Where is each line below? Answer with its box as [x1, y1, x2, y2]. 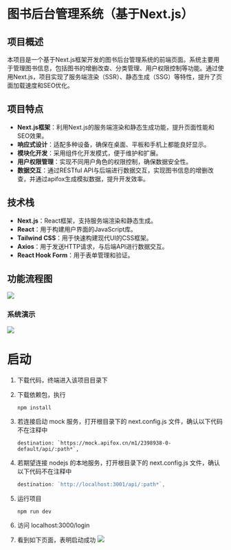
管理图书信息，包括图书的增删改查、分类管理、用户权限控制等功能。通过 [12, 64, 218, 72]
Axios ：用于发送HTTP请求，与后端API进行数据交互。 [16, 242, 168, 250]
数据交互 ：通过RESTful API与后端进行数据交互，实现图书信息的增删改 [16, 166, 214, 174]
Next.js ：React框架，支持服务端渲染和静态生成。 [16, 216, 157, 225]
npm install [16, 404, 52, 411]
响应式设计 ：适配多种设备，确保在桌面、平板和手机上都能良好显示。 [16, 140, 210, 148]
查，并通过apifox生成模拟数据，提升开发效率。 [16, 174, 150, 183]
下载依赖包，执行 [16, 390, 66, 398]
